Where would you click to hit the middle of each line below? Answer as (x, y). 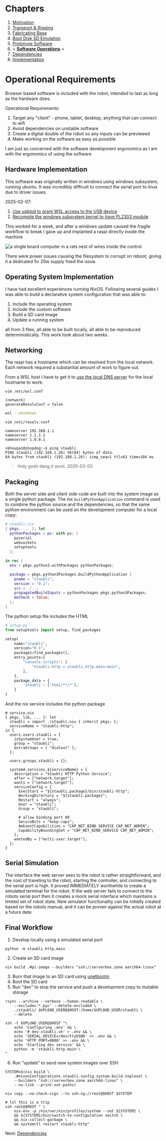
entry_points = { (30, 658)
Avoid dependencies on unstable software (55, 128)
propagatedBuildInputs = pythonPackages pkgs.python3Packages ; (81, 593)
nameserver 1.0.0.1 (25, 440)
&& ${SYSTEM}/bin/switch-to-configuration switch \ (68, 1115)
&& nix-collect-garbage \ (41, 1120)
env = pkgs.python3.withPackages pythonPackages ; (62, 565)
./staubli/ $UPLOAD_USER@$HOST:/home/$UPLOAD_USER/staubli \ (78, 1010)
